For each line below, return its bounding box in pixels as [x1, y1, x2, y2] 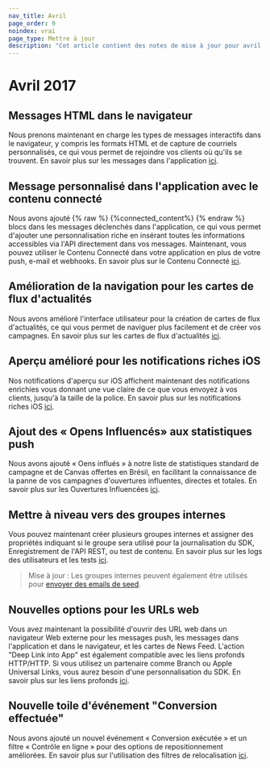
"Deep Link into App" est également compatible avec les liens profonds [8, 650, 246, 659]
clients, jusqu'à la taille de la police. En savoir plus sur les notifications [8, 392, 242, 402]
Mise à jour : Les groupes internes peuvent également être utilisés [27, 571, 248, 581]
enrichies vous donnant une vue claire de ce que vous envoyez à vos [8, 384, 238, 394]
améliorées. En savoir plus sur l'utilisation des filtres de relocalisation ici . [8, 750, 248, 760]
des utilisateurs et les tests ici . [8, 555, 109, 565]
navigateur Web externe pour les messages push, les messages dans [8, 633, 239, 642]
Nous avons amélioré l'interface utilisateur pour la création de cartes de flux [8, 313, 260, 323]
